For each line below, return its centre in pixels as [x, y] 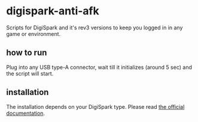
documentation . [26, 113]
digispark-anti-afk [53, 11]
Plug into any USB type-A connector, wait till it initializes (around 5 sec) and [99, 67]
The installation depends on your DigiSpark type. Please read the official [95, 106]
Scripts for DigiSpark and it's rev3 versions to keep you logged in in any [95, 28]
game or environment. [33, 33]
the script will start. [30, 74]
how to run [27, 53]
